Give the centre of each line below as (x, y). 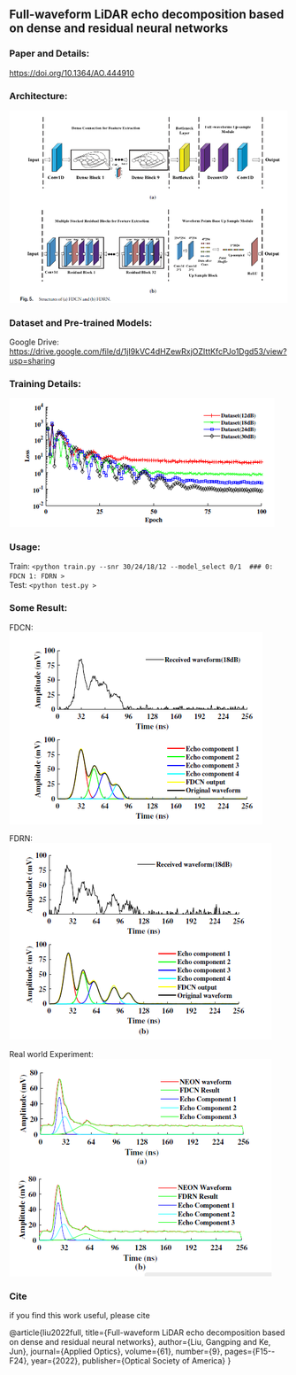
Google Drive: (34, 342)
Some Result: (38, 608)
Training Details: (45, 383)
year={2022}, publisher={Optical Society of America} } (131, 1361)
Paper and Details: (49, 54)
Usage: (25, 547)
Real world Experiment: (52, 1054)
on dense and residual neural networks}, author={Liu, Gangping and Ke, (140, 1342)
